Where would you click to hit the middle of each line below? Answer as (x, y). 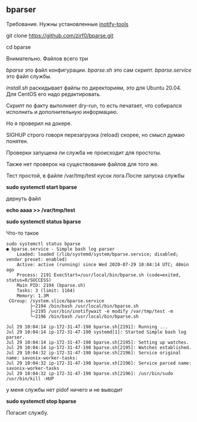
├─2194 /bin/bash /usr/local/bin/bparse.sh (84, 306)
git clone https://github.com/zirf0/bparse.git (60, 36)
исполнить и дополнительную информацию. (62, 111)
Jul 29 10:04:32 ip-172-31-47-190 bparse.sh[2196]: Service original (94, 353)
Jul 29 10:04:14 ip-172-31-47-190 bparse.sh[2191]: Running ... (87, 327)
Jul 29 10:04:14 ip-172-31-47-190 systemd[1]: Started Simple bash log (96, 332)
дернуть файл (24, 199)
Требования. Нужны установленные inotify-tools (67, 24)
